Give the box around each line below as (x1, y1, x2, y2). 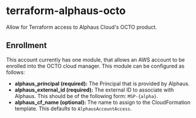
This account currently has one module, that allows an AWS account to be (6, 56, 185, 63)
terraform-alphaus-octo (6, 4, 126, 18)
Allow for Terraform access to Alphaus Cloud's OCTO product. (6, 23, 157, 31)
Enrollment (6, 41, 47, 50)
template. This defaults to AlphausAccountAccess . (14, 104, 132, 112)
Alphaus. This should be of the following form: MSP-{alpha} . (14, 92, 158, 99)
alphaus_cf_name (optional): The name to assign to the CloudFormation (14, 99, 191, 106)
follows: (6, 69, 25, 76)
